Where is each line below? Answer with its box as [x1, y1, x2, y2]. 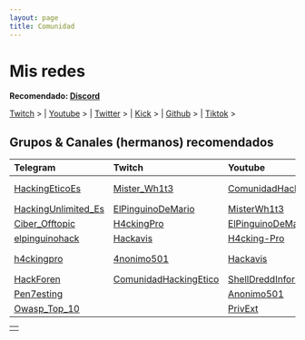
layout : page [9, 13, 59, 23]
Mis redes [9, 61, 86, 82]
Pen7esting [14, 287, 64, 300]
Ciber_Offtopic [14, 218, 75, 230]
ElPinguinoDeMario [113, 203, 195, 216]
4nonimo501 [113, 253, 170, 266]
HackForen [14, 273, 61, 286]
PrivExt [228, 303, 259, 316]
